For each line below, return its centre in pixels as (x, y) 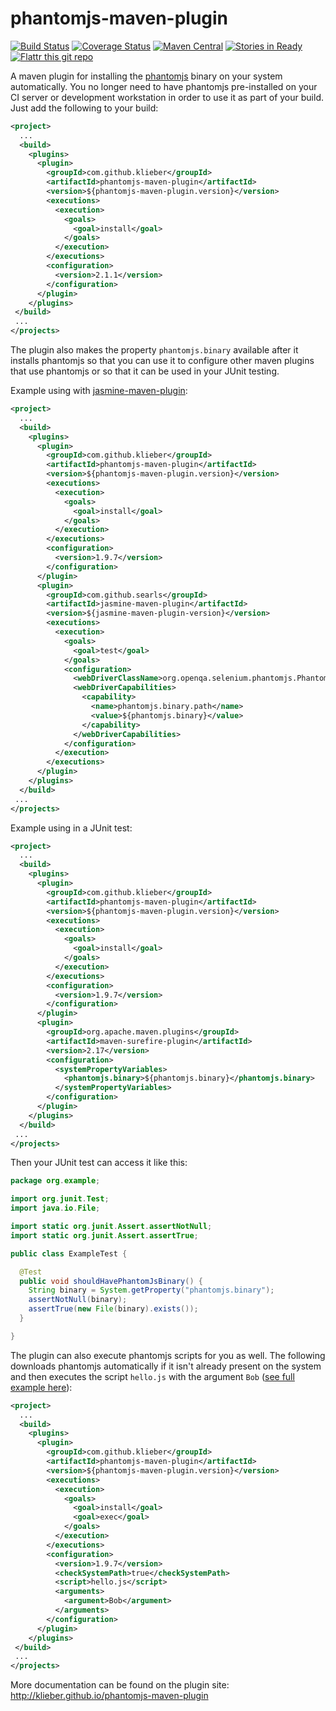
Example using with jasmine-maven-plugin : (99, 391)
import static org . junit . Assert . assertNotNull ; (111, 1227)
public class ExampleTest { (69, 1253)
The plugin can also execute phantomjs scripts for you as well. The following (168, 1355)
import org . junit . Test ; (60, 1199)
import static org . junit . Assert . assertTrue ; (104, 1235)
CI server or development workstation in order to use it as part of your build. (167, 97)
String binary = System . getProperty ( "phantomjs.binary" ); (151, 1290)
